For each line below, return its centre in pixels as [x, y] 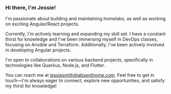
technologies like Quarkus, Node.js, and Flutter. [55, 66]
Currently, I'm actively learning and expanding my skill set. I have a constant [85, 34]
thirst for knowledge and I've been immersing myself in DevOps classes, [82, 39]
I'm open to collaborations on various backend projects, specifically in [79, 60]
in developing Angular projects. [38, 50]
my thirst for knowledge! [31, 86]
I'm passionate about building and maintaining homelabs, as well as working [85, 19]
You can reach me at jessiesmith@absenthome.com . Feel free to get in [80, 75]
